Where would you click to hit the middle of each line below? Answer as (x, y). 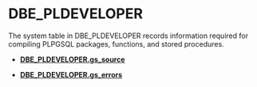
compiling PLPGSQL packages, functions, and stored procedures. (117, 43)
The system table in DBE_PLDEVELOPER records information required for (128, 36)
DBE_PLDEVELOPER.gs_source (72, 59)
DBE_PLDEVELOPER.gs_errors (71, 74)
